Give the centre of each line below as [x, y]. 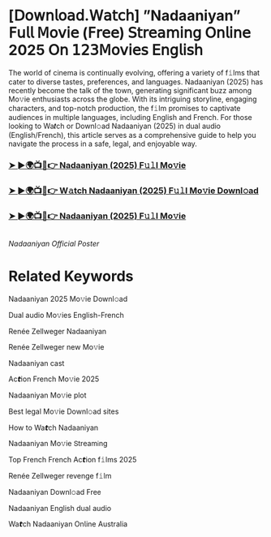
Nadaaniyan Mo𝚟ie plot [47, 395]
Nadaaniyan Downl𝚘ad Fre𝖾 [55, 492]
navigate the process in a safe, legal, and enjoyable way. [103, 144]
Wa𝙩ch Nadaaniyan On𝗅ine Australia [68, 524]
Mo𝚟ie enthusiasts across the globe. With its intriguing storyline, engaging [133, 99]
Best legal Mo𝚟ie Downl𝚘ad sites [64, 411]
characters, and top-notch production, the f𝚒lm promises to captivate [125, 108]
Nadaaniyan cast [37, 363]
